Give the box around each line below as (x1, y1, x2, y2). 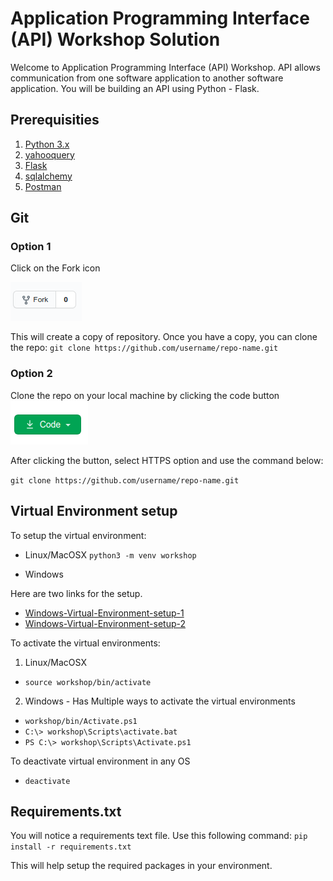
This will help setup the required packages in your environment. (10, 860, 273, 872)
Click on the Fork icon (10, 262, 101, 274)
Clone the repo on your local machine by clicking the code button (10, 389, 280, 401)
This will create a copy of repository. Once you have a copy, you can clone (10, 331, 318, 343)
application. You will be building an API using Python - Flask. (10, 82, 260, 94)
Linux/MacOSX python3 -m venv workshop (24, 548, 197, 561)
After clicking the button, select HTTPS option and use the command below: (10, 454, 324, 466)
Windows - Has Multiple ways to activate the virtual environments (24, 695, 296, 707)
